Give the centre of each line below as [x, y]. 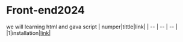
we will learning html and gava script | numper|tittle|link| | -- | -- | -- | [92, 27]
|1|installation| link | [29, 33]
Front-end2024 [46, 10]
